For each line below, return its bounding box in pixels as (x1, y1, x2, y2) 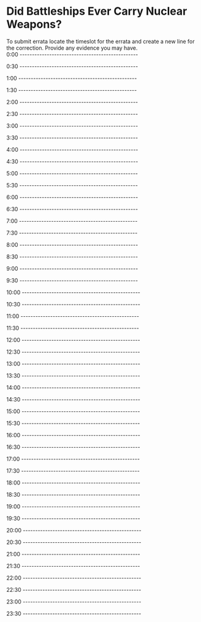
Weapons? (6, 17, 63, 31)
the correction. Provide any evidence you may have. (6, 44, 138, 52)
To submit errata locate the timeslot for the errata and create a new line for (6, 37, 195, 45)
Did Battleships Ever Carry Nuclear (6, 4, 188, 18)
